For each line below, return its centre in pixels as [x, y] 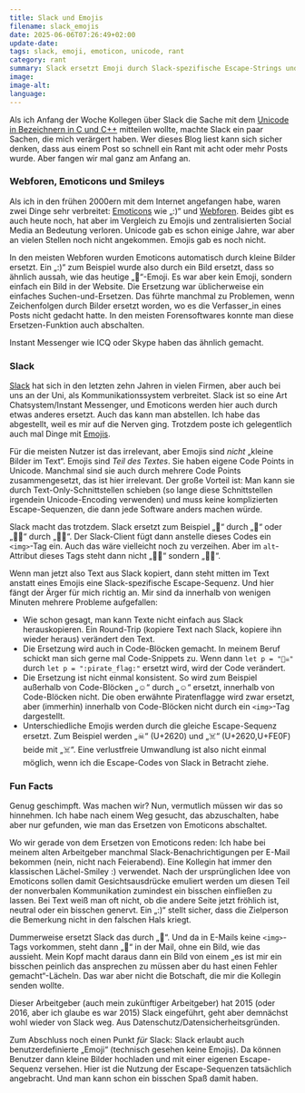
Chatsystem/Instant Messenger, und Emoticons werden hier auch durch [144, 405]
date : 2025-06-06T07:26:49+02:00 [73, 34]
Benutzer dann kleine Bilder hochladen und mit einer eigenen [123, 1059]
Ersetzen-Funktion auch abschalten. [77, 325]
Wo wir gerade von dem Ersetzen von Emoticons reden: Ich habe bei [138, 843]
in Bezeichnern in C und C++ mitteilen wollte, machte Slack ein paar [137, 129]
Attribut [24, 556]
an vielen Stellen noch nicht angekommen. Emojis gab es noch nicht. [138, 239]
